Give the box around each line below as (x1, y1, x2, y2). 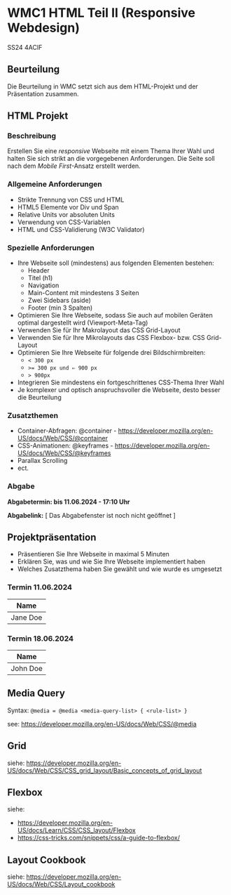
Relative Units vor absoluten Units (17, 210, 115, 218)
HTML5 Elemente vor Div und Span (17, 202, 119, 211)
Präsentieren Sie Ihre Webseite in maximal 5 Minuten (17, 550, 170, 558)
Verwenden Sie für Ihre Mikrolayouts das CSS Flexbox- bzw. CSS (17, 334, 205, 342)
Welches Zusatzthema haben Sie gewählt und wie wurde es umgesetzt (17, 565, 223, 573)
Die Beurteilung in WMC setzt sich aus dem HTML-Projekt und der (7, 82, 198, 91)
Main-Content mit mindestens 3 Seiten (27, 289, 139, 297)
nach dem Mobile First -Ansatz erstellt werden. (7, 162, 141, 170)
